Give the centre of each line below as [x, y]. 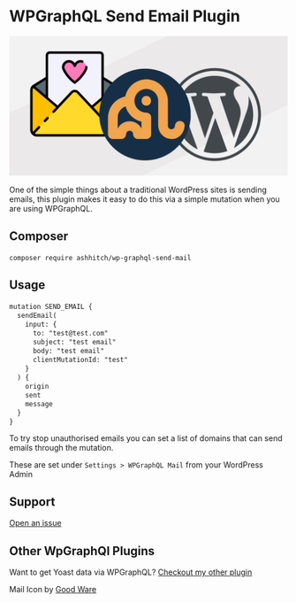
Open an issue [35, 523]
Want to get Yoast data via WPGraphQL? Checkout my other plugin [131, 572]
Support [32, 502]
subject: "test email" [74, 342]
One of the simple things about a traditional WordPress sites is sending [138, 189]
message [39, 404]
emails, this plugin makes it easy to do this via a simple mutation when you [144, 199]
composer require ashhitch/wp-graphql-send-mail [100, 258]
